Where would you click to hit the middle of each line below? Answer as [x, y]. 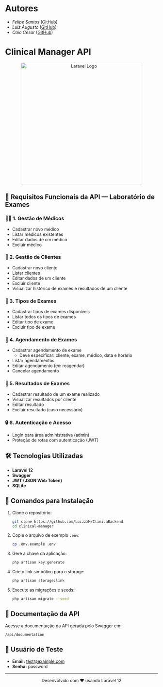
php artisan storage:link [38, 581]
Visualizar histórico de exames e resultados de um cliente [70, 288]
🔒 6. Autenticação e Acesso [38, 423]
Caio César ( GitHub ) [33, 32]
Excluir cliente [26, 283]
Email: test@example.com [38, 661]
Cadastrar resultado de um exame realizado [56, 394]
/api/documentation [25, 634]
